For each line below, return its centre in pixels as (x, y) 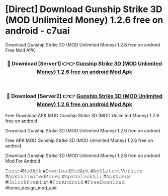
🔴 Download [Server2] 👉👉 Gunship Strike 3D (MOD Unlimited (85, 96)
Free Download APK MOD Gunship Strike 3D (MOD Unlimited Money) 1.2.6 (82, 115)
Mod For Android (23, 161)
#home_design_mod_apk (31, 187)
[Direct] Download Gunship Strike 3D (84, 9)
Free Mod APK (20, 50)
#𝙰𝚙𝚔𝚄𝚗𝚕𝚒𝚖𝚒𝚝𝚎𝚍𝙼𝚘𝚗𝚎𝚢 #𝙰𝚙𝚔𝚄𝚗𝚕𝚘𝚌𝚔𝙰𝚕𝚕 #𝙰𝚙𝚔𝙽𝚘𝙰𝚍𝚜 (68, 176)
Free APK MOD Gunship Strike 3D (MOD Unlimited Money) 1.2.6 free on (79, 140)
